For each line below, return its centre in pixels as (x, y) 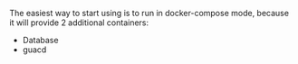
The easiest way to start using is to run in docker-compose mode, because (149, 13)
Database (40, 40)
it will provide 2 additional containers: (79, 23)
